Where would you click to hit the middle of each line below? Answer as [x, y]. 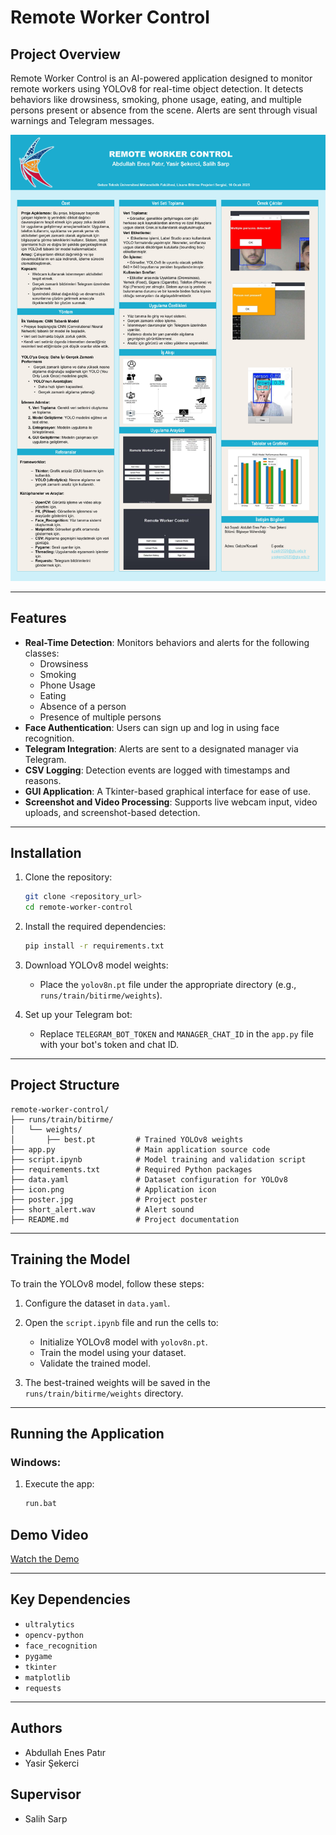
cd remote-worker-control [78, 907]
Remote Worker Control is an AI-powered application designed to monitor [161, 78]
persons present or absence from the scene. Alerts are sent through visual [164, 110]
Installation [46, 853]
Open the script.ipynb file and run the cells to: [121, 1322]
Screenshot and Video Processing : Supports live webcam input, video [171, 802]
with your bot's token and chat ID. [109, 1045]
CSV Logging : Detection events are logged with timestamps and [157, 770]
